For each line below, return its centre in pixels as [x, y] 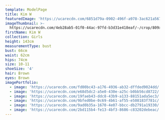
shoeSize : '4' [20, 69]
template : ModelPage [26, 10]
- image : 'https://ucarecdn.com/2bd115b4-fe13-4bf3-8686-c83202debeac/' [85, 110]
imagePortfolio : [22, 82]
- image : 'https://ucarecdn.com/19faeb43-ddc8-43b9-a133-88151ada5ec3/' [85, 96]
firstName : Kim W [23, 32]
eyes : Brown [17, 78]
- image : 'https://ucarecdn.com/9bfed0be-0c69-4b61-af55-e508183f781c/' [85, 101]
